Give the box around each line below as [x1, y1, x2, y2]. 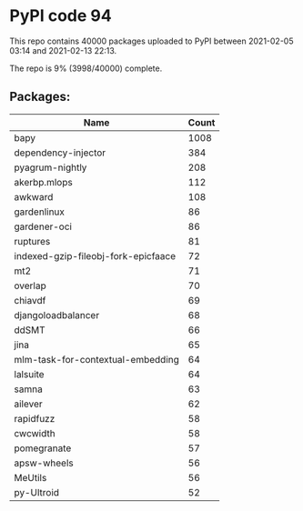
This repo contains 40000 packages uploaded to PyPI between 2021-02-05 [9, 35, 294, 46]
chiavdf [14, 294, 46, 306]
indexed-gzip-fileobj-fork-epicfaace [14, 249, 177, 262]
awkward [14, 190, 54, 203]
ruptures [14, 235, 51, 247]
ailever [14, 397, 43, 410]
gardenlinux [14, 205, 66, 218]
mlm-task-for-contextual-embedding [14, 353, 180, 366]
